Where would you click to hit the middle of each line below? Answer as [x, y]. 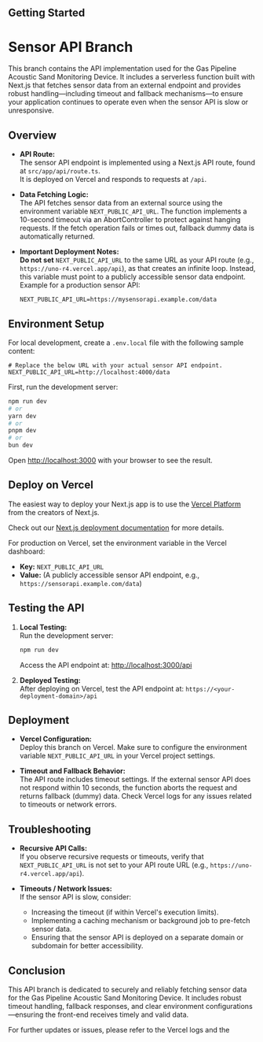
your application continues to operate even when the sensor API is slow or [128, 102]
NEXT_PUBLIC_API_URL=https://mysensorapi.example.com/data [118, 300]
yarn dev [22, 416]
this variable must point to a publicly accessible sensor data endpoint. [132, 277]
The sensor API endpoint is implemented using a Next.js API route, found [137, 163]
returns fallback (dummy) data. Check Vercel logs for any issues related [135, 796]
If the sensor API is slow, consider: [75, 897]
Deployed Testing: [50, 680]
